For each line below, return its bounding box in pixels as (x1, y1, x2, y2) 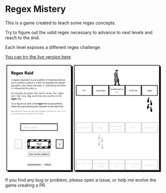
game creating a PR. (5, 182, 46, 188)
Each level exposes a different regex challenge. (5, 44, 101, 50)
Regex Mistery (5, 3, 66, 15)
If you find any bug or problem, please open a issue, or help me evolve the (5, 177, 157, 183)
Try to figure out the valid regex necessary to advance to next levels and (5, 29, 153, 35)
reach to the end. (5, 35, 41, 41)
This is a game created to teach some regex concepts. (5, 20, 116, 26)
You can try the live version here (5, 53, 71, 60)
